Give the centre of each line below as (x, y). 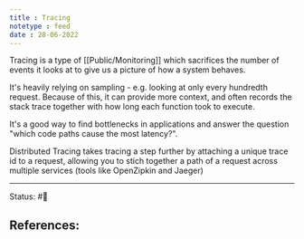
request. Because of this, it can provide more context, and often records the (151, 97)
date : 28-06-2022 (44, 34)
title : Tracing (40, 18)
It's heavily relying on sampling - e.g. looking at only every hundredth (139, 88)
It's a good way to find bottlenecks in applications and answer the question (149, 124)
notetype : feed (40, 26)
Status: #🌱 (28, 196)
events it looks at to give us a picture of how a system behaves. (128, 70)
